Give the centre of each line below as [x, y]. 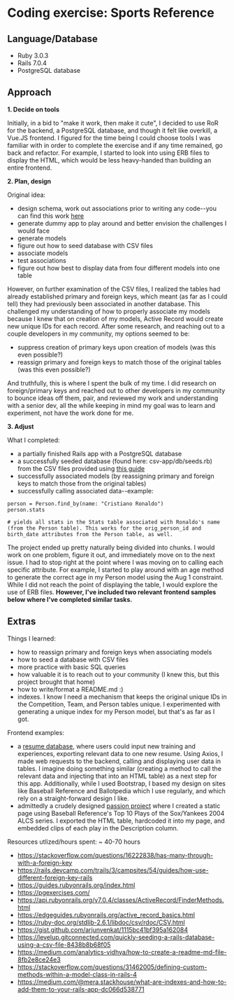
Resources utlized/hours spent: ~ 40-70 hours [74, 842]
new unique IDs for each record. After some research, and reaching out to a [116, 326]
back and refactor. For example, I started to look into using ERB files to [108, 153]
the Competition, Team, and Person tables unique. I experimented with [119, 704]
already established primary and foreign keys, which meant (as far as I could [117, 296]
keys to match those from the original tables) [82, 483]
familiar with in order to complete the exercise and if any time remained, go [115, 145]
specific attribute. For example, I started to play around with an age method [116, 570]
